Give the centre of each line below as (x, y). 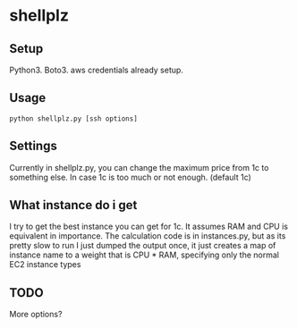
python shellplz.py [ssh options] (74, 118)
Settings (34, 146)
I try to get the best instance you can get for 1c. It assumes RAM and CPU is (149, 227)
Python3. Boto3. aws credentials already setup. (96, 70)
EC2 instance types (45, 265)
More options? (36, 315)
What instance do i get (73, 205)
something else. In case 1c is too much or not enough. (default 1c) (131, 177)
